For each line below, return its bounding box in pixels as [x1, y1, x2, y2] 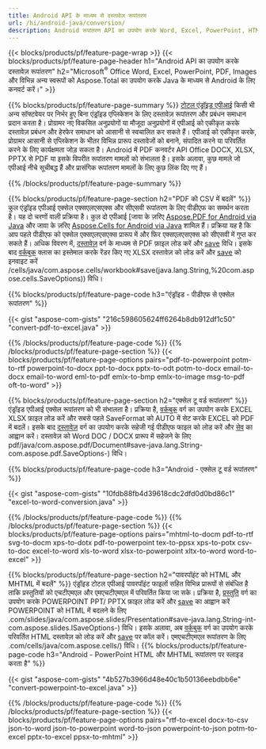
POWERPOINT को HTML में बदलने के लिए [8, 606, 127, 615]
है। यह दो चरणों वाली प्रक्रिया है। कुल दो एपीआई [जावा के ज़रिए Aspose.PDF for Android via [8, 212, 257, 222]
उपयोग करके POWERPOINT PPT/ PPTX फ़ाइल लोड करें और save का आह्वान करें [8, 597, 230, 606]
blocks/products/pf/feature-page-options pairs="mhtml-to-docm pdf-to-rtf [8, 529, 254, 539]
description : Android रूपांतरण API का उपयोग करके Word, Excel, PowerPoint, [8, 26, 245, 34]
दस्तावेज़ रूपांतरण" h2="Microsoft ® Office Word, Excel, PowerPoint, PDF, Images [8, 65, 257, 76]
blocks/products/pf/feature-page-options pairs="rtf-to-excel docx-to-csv [8, 715, 249, 725]
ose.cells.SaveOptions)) [8, 274, 86, 284]
